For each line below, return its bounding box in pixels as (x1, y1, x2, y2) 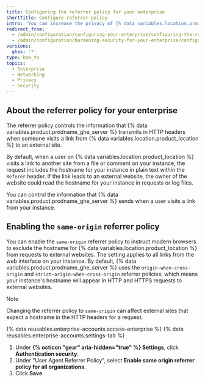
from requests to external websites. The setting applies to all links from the (6, 251, 194, 258)
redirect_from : (6, 26, 45, 32)
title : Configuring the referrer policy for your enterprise (6, 9, 165, 15)
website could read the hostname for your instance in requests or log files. (6, 178, 193, 186)
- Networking (12, 72, 45, 78)
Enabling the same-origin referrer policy (6, 221, 160, 232)
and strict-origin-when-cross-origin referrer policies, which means (24, 270, 198, 277)
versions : (6, 43, 32, 50)
